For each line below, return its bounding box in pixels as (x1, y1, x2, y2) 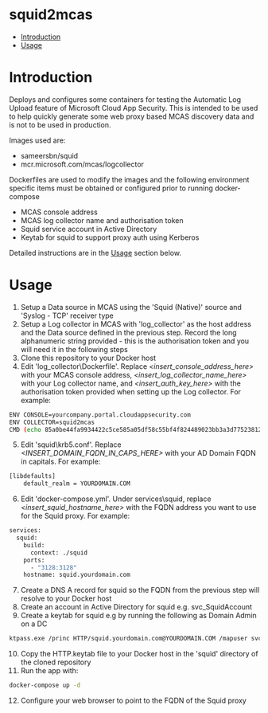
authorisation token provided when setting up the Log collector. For (20, 386, 242, 396)
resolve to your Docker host (20, 594, 112, 603)
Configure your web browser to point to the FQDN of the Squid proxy (20, 695, 247, 706)
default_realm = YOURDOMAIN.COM (23, 480, 130, 488)
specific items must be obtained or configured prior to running (9, 183, 214, 193)
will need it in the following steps (20, 344, 128, 354)
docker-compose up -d (9, 681, 81, 690)
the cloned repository (20, 657, 91, 667)
